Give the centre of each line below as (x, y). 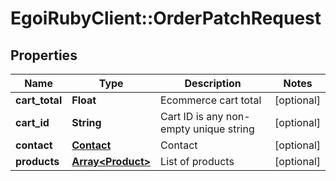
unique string (224, 129)
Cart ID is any (192, 116)
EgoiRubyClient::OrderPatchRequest (166, 18)
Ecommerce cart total (211, 100)
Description (213, 83)
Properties (44, 55)
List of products (197, 161)
